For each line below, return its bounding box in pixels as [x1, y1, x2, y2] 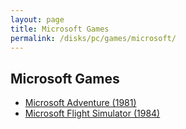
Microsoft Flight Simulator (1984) [24, 107, 161, 120]
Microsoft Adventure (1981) [24, 97, 137, 109]
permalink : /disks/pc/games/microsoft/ [10, 33, 177, 43]
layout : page [10, 14, 65, 25]
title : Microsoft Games [10, 24, 110, 34]
